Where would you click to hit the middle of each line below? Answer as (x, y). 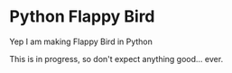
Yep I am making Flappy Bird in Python (81, 41)
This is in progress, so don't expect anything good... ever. (116, 59)
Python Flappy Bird (82, 17)
